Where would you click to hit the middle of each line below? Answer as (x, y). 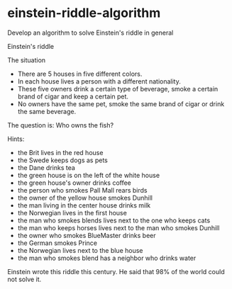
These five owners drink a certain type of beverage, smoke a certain (118, 89)
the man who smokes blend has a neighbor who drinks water (107, 258)
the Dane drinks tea (46, 167)
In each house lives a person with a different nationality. (99, 81)
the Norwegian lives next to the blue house (80, 250)
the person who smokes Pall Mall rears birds (82, 190)
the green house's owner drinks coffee (74, 183)
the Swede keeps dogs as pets (63, 160)
